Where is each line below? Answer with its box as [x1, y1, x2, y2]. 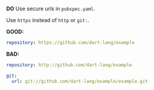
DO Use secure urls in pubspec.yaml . [6, 5, 96, 12]
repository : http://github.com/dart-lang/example [6, 62, 133, 68]
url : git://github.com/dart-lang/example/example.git [11, 78, 148, 84]
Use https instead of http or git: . [6, 17, 90, 23]
